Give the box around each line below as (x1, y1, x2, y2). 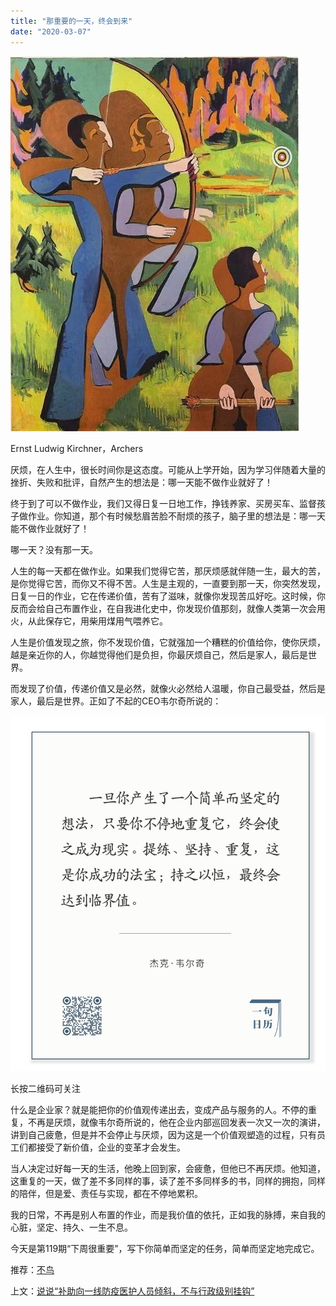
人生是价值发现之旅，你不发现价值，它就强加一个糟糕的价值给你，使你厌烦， (10, 636, 326, 648)
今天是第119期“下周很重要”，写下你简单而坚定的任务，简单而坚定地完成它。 (10, 1242, 320, 1254)
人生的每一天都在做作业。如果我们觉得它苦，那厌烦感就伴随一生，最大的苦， (10, 565, 326, 577)
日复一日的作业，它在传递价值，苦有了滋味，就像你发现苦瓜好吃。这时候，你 (10, 590, 326, 602)
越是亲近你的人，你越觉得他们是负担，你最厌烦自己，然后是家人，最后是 (10, 648, 308, 660)
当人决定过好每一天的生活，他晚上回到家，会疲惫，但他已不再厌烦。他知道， (10, 1162, 326, 1174)
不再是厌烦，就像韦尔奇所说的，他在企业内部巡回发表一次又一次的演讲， (27, 1116, 326, 1128)
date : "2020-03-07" (10, 26, 92, 37)
